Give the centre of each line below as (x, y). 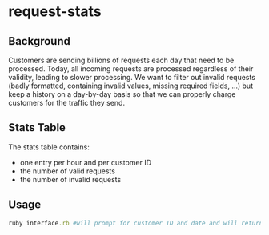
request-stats (55, 12)
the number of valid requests (68, 171)
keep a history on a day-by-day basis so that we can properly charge (122, 94)
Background (39, 41)
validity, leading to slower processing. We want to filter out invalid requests (132, 77)
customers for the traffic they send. (67, 103)
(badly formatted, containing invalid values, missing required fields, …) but (131, 86)
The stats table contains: (49, 147)
